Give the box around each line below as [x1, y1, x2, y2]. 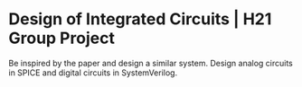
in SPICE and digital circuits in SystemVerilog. [8, 67, 178, 78]
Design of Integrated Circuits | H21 [8, 9, 272, 30]
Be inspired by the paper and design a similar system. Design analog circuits [8, 57, 293, 68]
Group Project [8, 28, 115, 48]
